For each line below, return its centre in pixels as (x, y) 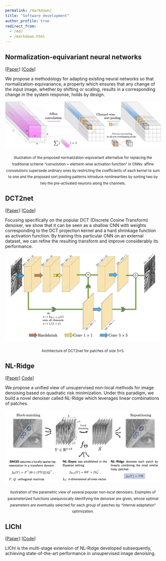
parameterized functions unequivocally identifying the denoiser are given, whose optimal (83, 499)
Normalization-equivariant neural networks (73, 57)
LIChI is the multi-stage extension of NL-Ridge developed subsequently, (78, 548)
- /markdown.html (27, 37)
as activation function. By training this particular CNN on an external (74, 235)
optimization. (83, 512)
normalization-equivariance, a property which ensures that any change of (80, 84)
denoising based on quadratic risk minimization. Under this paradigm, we (80, 393)
